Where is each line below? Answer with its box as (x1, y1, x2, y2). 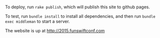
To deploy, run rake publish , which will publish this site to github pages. (5, 4, 150, 10)
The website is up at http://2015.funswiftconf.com (5, 28, 105, 33)
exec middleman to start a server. (5, 19, 70, 24)
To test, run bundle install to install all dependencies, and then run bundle (5, 13, 156, 19)
